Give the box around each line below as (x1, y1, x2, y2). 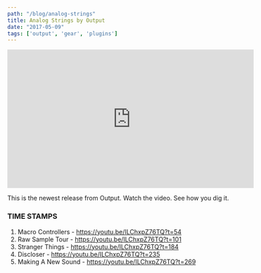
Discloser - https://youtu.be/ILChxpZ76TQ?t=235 (17, 250, 160, 258)
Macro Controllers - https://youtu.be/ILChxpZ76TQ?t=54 (17, 227, 182, 236)
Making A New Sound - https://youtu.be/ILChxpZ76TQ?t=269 (17, 258, 196, 266)
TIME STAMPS (7, 212, 58, 222)
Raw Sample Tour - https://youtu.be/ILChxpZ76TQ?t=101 (17, 235, 182, 243)
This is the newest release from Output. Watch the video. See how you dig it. (7, 194, 229, 203)
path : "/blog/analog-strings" (7, 10, 96, 18)
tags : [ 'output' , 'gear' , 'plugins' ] (7, 30, 118, 37)
